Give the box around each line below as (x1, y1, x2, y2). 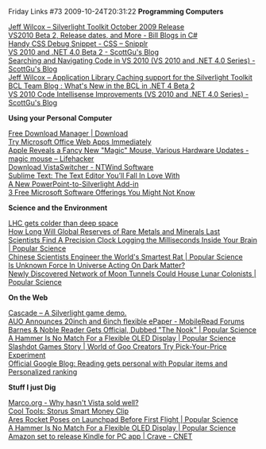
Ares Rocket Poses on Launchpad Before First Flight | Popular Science (8, 415, 238, 424)
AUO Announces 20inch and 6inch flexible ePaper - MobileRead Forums (8, 317, 245, 326)
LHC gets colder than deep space (8, 218, 119, 228)
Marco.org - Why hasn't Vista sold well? (8, 398, 139, 407)
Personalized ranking (8, 367, 78, 376)
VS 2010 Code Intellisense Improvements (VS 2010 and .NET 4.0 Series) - (8, 90, 249, 98)
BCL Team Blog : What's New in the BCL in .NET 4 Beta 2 (8, 81, 195, 90)
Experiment (8, 351, 46, 359)
